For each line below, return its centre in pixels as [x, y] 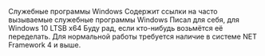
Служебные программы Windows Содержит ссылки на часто [113, 11]
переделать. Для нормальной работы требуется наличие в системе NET [132, 36]
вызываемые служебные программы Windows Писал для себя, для [124, 20]
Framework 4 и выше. [45, 45]
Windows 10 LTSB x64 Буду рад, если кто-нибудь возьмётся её [116, 28]
